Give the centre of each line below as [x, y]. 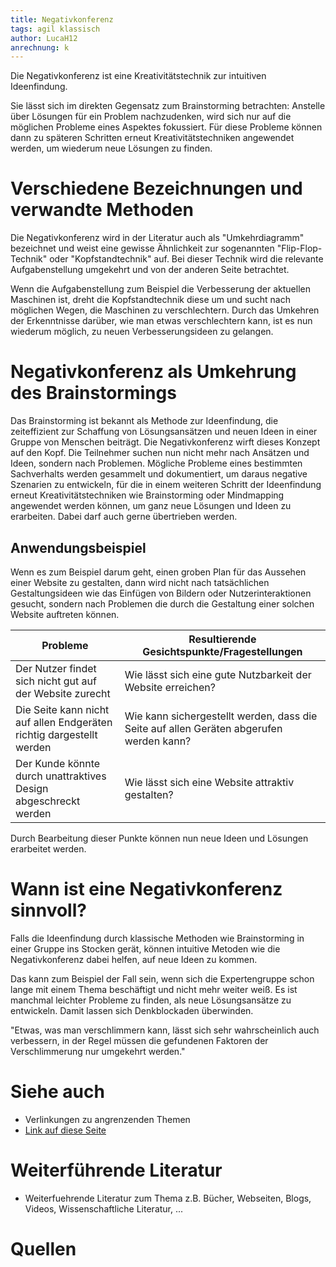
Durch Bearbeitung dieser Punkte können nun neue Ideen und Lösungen [159, 838]
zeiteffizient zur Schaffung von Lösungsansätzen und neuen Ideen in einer [164, 432]
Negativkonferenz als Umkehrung [153, 372]
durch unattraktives [61, 776]
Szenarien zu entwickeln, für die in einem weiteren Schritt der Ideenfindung [166, 485]
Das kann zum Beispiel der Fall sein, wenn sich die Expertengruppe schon [162, 978]
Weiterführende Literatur [116, 1170]
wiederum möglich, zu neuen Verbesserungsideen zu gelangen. [142, 332]
